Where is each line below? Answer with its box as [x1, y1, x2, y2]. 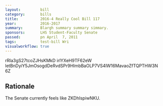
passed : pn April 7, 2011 [5, 35, 78, 40]
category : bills [5, 12, 52, 17]
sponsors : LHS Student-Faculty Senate [5, 30, 98, 35]
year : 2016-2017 [5, 21, 60, 26]
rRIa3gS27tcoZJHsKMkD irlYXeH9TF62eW [5, 57, 92, 63]
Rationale [5, 82, 35, 91]
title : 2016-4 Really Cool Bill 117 [5, 16, 100, 21]
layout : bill [5, 7, 50, 12]
